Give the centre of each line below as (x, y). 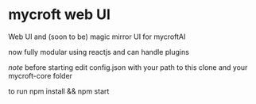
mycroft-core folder (41, 75)
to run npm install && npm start (59, 91)
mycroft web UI (60, 15)
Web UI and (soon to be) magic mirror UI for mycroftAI (97, 37)
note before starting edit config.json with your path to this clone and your (128, 67)
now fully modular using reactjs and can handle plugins (99, 52)
